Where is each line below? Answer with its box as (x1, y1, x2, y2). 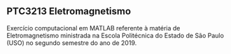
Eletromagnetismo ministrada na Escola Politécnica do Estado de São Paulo (6, 31, 225, 39)
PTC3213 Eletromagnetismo (6, 6, 131, 17)
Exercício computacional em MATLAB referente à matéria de (6, 24, 181, 32)
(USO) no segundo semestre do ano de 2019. (6, 38, 137, 47)
